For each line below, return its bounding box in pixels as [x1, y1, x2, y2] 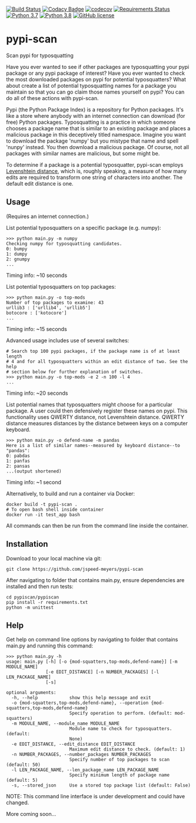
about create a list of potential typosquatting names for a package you [6, 82, 177, 89]
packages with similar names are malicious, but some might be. [6, 150, 160, 157]
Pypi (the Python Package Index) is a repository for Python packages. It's [6, 106, 184, 113]
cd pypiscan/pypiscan [6, 594, 59, 600]
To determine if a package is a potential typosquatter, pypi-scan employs [6, 161, 184, 168]
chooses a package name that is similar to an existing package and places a [6, 124, 191, 132]
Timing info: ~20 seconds [6, 389, 68, 396]
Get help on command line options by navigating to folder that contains [6, 636, 178, 643]
